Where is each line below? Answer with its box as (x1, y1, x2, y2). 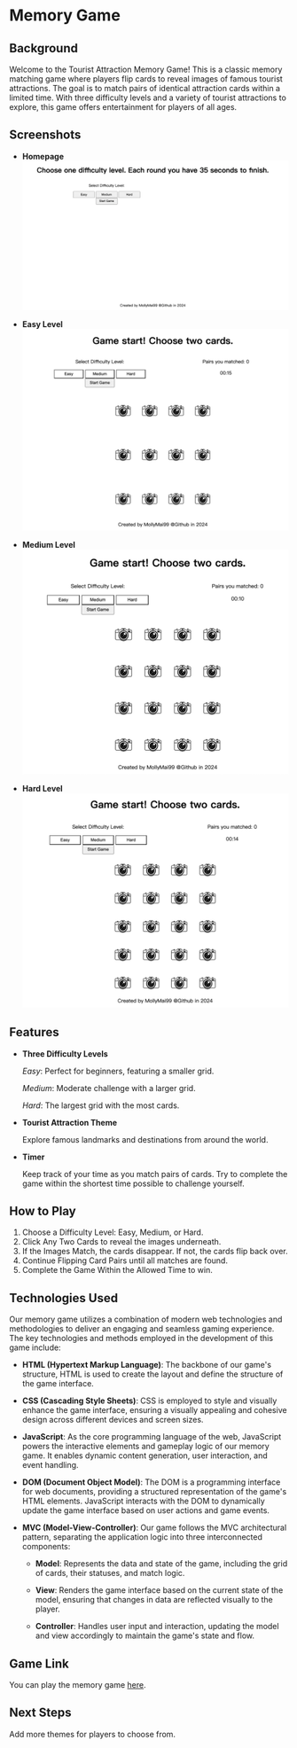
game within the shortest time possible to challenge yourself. (21, 1178, 246, 1189)
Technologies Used (9, 1291, 118, 1306)
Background (9, 41, 78, 56)
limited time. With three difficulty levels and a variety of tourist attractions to (9, 92, 286, 103)
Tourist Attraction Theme (21, 1117, 118, 1128)
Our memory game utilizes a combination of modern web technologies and (9, 1314, 283, 1325)
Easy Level (21, 318, 64, 329)
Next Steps (9, 1705, 72, 1721)
